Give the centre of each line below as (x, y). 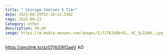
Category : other (22, 24)
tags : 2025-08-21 (23, 19)
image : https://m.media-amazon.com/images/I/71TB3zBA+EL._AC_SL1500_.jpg (84, 33)
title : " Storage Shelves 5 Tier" (41, 10)
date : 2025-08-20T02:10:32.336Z (39, 14)
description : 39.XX (26, 28)
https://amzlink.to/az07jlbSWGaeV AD (45, 47)
